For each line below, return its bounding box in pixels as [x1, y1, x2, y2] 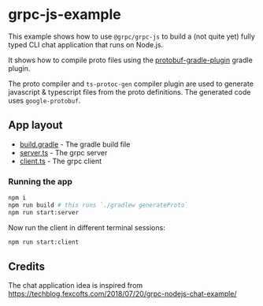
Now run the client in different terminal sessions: [8, 222, 165, 232]
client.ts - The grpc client [19, 156, 102, 166]
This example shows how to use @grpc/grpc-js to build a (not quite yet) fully [8, 32, 256, 41]
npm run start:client [8, 238, 80, 246]
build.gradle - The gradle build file [19, 140, 131, 149]
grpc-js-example [8, 6, 121, 24]
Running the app [8, 176, 73, 187]
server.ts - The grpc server [19, 147, 108, 157]
